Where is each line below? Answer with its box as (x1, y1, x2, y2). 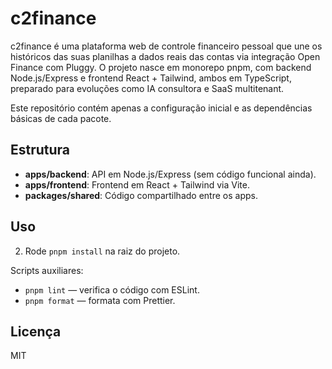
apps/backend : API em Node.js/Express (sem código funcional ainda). (24, 168, 317, 180)
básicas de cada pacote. (10, 112, 112, 124)
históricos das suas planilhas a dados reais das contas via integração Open (10, 50, 321, 62)
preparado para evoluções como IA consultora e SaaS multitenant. (10, 82, 285, 94)
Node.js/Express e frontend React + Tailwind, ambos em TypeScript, (10, 72, 292, 84)
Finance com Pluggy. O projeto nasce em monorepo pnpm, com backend (10, 61, 312, 73)
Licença (10, 323, 62, 340)
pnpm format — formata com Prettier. (24, 294, 176, 306)
